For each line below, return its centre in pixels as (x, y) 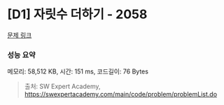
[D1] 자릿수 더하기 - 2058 (77, 14)
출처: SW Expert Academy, (62, 86)
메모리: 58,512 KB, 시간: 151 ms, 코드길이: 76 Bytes (78, 71)
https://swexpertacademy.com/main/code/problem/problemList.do (121, 94)
